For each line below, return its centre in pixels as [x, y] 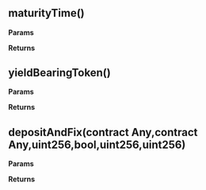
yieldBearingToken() [59, 73]
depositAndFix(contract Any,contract [103, 132]
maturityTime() [46, 13]
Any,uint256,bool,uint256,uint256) [97, 144]
